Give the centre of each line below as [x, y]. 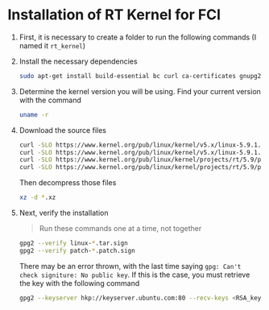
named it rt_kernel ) [52, 45]
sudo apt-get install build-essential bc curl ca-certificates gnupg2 [140, 76]
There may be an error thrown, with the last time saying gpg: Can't [130, 266]
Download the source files [62, 130]
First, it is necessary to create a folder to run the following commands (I [138, 37]
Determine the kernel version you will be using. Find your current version [140, 91]
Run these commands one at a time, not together [120, 229]
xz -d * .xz [37, 198]
